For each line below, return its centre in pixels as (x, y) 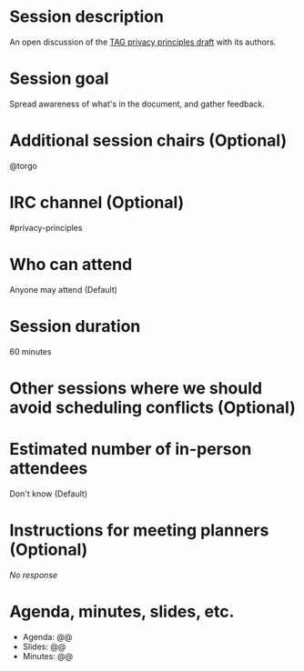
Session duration (75, 326)
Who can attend (71, 264)
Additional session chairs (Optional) (148, 140)
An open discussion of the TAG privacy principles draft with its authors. (143, 42)
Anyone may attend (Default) (64, 289)
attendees (49, 468)
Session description (86, 17)
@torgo (24, 165)
